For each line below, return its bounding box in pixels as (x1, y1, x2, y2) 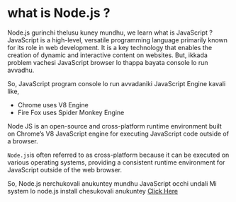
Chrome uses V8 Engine (17, 100, 89, 109)
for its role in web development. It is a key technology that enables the (7, 43, 213, 52)
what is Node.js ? (7, 5, 111, 21)
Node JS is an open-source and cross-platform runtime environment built (7, 121, 222, 130)
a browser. (7, 136, 38, 145)
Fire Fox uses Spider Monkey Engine (17, 108, 125, 117)
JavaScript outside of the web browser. (7, 165, 123, 174)
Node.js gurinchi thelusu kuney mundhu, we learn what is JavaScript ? (7, 28, 213, 37)
